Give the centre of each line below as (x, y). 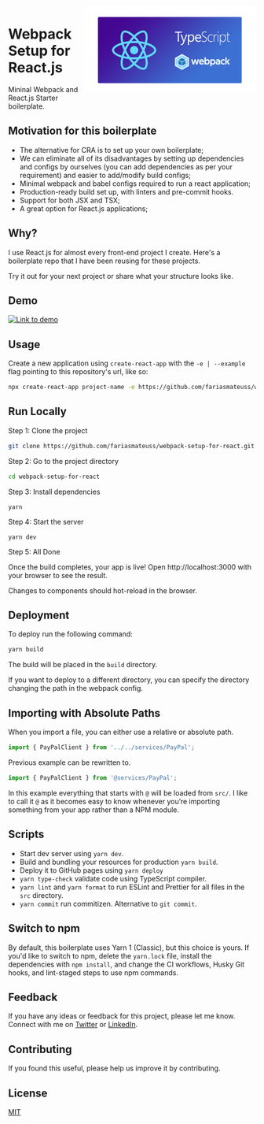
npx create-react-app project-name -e (71, 388)
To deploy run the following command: (71, 634)
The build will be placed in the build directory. (83, 665)
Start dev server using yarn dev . (71, 853)
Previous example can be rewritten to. (70, 762)
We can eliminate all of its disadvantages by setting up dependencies (132, 158)
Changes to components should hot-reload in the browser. (103, 590)
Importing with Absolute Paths (84, 713)
